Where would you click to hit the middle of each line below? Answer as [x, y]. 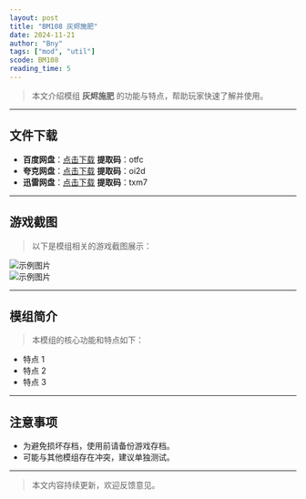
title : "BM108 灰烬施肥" [54, 26]
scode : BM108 [34, 60]
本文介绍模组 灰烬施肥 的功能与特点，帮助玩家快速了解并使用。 [150, 96]
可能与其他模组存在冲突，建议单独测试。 [98, 457]
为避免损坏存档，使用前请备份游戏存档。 [98, 446]
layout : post [34, 18]
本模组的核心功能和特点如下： [87, 340]
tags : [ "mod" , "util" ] [52, 52]
